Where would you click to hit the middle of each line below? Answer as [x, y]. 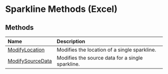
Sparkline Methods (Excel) [61, 9]
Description [71, 41]
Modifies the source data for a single [100, 58]
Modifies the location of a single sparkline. [106, 50]
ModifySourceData [30, 61]
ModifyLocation [26, 50]
